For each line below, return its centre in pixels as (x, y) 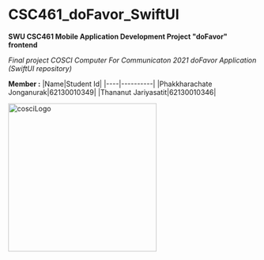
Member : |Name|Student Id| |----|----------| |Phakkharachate (110, 84)
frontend (23, 44)
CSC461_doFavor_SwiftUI (94, 15)
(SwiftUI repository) (40, 68)
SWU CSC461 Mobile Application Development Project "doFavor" (118, 36)
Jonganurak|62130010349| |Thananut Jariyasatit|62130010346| (112, 92)
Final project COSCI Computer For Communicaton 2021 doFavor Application (132, 60)
